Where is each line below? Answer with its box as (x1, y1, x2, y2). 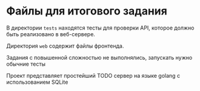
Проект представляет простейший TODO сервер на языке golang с (6, 72, 181, 79)
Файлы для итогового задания (6, 4, 168, 18)
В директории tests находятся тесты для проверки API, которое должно (6, 24, 195, 31)
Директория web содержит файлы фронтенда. (6, 42, 124, 49)
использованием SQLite (6, 78, 68, 86)
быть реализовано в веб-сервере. (6, 30, 96, 37)
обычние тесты (6, 60, 46, 67)
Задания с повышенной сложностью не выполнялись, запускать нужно (6, 54, 193, 61)
